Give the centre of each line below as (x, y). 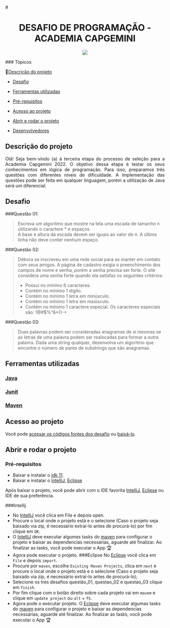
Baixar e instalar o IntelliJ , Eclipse (47, 481)
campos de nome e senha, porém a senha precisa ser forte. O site (87, 270)
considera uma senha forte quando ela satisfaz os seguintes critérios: (90, 275)
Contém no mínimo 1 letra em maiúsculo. (68, 301)
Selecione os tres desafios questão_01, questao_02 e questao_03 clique (88, 582)
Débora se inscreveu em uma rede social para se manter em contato (89, 259)
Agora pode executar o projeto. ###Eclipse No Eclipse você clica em (84, 555)
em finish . (24, 588)
